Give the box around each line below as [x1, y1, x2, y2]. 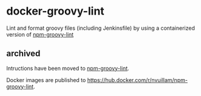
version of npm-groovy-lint [6, 30, 74, 38]
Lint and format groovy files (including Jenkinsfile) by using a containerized [6, 24, 196, 32]
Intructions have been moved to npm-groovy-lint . [6, 64, 129, 72]
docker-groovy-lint [6, 4, 104, 18]
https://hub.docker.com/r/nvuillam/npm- [87, 76, 188, 83]
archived [6, 49, 41, 59]
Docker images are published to [6, 76, 86, 83]
